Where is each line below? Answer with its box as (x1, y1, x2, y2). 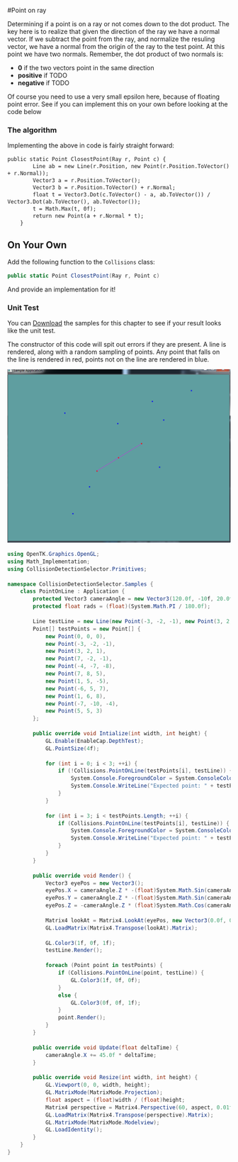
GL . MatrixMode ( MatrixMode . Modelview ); (45, 1119, 160, 1126)
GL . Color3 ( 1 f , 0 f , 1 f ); (45, 939, 115, 946)
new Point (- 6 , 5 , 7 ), (45, 685, 110, 692)
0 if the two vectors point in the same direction (17, 64, 154, 72)
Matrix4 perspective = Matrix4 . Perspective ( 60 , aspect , (45, 1104, 214, 1111)
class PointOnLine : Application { (20, 588, 125, 595)
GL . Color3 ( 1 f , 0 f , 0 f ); (70, 976, 141, 984)
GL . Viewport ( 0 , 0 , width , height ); (45, 1081, 151, 1089)
